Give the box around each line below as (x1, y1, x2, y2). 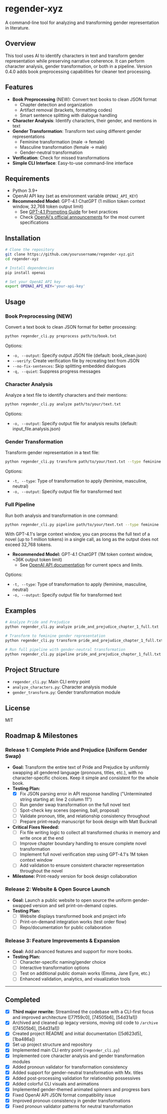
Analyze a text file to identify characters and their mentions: (5, 392, 128, 398)
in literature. (5, 24, 30, 30)
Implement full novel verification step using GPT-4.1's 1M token (19, 851, 149, 857)
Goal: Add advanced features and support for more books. (12, 949, 133, 955)
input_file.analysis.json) (12, 426, 61, 432)
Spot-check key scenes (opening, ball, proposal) (19, 807, 120, 813)
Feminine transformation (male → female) (19, 138, 105, 145)
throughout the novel (19, 868, 63, 874)
